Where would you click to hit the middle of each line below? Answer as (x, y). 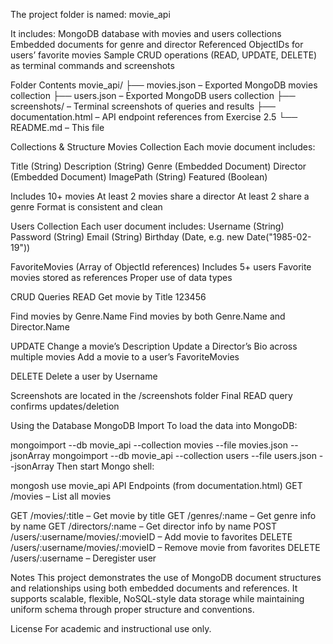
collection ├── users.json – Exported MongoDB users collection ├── (153, 95)
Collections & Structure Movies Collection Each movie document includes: (163, 147)
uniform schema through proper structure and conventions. (132, 609)
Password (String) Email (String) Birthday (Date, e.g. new (127, 237)
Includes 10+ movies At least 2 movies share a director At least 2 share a (160, 196)
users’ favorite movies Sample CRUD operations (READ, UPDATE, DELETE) (164, 55)
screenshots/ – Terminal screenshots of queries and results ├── (143, 106)
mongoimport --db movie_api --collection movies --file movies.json (149, 445)
